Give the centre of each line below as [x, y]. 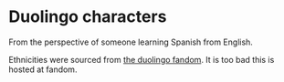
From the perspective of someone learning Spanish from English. [131, 42]
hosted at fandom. [43, 69]
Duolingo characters [88, 17]
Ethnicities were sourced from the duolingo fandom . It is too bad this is [142, 59]
